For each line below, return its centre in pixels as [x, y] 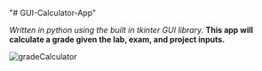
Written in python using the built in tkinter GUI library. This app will [131, 30]
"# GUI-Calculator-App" [53, 13]
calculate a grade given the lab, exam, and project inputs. [117, 39]
